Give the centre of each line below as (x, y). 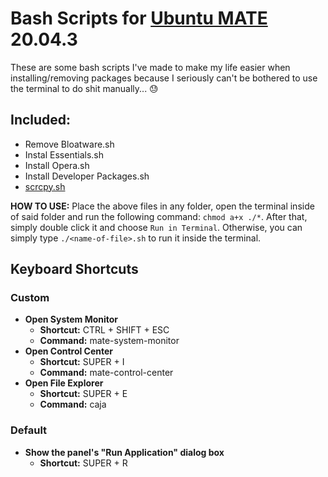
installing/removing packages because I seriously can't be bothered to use (164, 78)
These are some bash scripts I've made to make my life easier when (150, 67)
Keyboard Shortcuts (74, 269)
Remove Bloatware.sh (69, 144)
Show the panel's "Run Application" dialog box (124, 452)
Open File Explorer (64, 383)
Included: (41, 120)
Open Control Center (69, 351)
